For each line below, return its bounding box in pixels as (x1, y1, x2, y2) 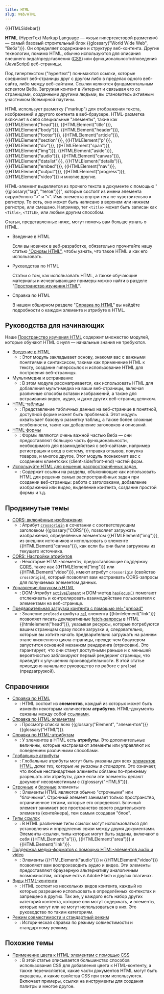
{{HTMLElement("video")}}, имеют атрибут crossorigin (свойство (19, 569, 156, 575)
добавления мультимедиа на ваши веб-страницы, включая (19, 386, 144, 392)
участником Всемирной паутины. (5, 96, 75, 102)
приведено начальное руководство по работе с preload (19, 663, 137, 669)
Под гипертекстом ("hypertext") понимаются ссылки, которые (5, 70, 136, 76)
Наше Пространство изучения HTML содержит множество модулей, (5, 334, 149, 340)
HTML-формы (12, 427, 41, 433)
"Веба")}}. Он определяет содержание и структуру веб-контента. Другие (5, 45, 160, 51)
